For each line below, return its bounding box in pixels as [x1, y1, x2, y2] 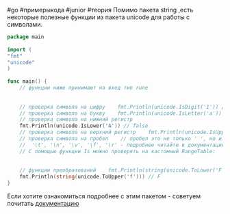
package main [7, 34, 44, 40]
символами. [7, 21, 43, 28]
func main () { [7, 78, 48, 85]
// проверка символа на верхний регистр [19, 129, 136, 136]
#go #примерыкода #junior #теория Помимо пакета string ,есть [7, 6, 194, 14]
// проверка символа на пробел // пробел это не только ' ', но [19, 135, 216, 142]
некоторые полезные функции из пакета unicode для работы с [7, 13, 190, 21]
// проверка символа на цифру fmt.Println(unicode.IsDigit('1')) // [19, 103, 228, 110]
